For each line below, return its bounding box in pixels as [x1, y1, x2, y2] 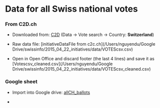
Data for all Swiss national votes [5, 3, 138, 15]
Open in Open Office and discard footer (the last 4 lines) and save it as [12, 56, 155, 62]
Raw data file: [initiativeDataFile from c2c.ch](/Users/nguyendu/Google [12, 41, 156, 47]
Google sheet [5, 78, 38, 85]
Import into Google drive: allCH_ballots [12, 89, 91, 95]
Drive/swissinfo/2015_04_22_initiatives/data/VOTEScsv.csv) [12, 46, 133, 52]
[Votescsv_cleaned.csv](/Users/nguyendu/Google [12, 61, 113, 67]
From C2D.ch [5, 21, 37, 28]
